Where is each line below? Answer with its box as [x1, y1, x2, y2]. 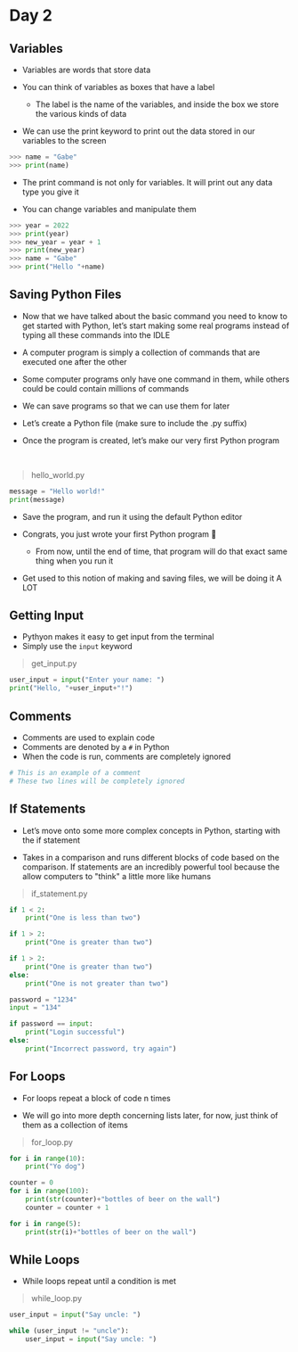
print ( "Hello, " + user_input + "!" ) [9, 684, 133, 693]
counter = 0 [9, 1178, 53, 1187]
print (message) [9, 495, 66, 504]
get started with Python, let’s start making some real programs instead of [21, 320, 290, 331]
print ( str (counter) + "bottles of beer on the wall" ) [25, 1195, 221, 1204]
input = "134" [9, 1003, 62, 1012]
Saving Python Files [9, 287, 122, 302]
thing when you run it [35, 555, 114, 566]
